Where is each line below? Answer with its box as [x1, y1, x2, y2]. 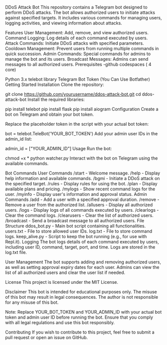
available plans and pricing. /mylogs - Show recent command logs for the [5, 186, 156, 192]
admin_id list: [5, 136, 32, 142]
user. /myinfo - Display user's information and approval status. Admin [5, 191, 148, 197]
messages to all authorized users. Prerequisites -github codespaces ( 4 [5, 62, 152, 67]
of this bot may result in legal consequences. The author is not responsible [5, 294, 158, 300]
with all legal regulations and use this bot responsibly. [5, 320, 115, 325]
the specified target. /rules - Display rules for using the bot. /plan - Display [5, 181, 158, 186]
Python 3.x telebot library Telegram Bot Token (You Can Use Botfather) [5, 77, 150, 82]
